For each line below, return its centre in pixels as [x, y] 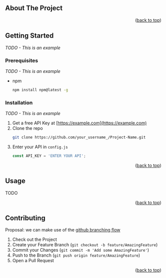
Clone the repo [28, 128]
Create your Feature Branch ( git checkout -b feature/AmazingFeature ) [85, 245]
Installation [19, 103]
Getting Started [29, 36]
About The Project [34, 8]
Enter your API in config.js [40, 147]
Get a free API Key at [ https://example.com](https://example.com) [80, 123]
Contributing [25, 218]
